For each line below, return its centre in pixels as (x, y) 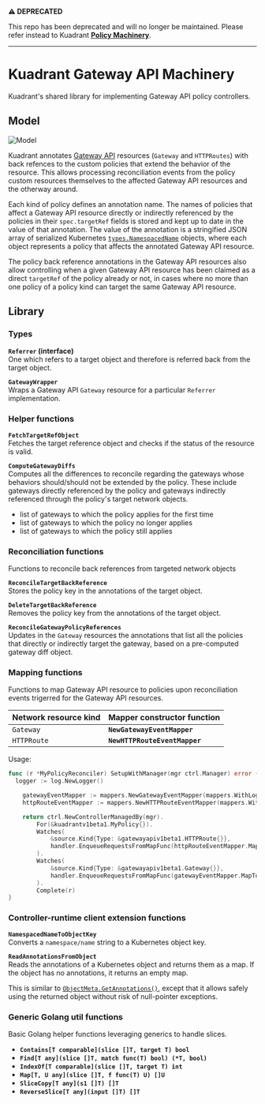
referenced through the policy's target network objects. (98, 499)
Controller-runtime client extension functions (97, 918)
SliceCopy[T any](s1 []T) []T (69, 1083)
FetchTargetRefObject (44, 435)
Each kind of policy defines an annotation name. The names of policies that (131, 204)
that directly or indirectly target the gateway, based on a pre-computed (123, 644)
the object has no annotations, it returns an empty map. (98, 973)
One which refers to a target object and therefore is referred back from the (129, 359)
